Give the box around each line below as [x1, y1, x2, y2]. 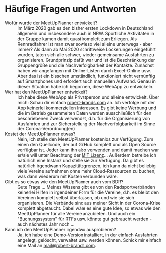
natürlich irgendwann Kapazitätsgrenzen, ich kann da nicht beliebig [17, 163, 156, 169]
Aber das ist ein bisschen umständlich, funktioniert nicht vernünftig [17, 73, 155, 79]
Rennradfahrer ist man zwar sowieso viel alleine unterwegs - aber [17, 41, 153, 47]
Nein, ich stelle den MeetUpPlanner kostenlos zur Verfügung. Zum [17, 136, 153, 142]
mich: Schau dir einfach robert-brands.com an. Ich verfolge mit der [17, 99, 155, 105]
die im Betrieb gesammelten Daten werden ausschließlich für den [17, 110, 152, 116]
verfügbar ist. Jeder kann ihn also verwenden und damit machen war [17, 147, 159, 153]
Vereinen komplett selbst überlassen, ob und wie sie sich [17, 194, 134, 200]
